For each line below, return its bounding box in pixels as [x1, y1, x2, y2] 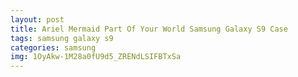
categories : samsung [10, 42, 97, 53]
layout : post [10, 14, 65, 25]
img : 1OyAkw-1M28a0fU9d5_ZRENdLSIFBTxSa [10, 52, 182, 62]
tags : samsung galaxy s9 [10, 33, 114, 43]
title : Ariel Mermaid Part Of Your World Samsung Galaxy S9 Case [10, 24, 288, 34]
